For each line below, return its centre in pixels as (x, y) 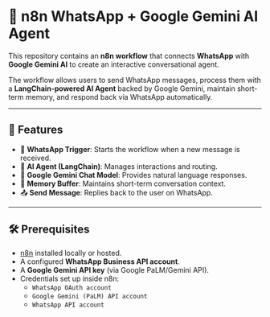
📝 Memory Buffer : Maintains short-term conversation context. (123, 183)
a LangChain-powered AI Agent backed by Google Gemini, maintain (122, 89)
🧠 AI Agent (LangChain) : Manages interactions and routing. (119, 166)
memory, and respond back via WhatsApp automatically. (119, 97)
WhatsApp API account (68, 305)
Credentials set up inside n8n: (69, 278)
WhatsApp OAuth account (72, 288)
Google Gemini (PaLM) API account (90, 296)
